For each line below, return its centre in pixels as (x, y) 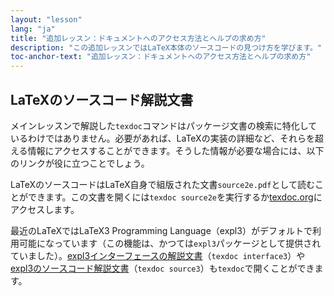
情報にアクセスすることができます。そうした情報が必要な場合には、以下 (176, 150)
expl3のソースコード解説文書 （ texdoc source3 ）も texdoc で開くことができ (162, 268)
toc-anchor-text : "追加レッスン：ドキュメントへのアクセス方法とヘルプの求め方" (161, 57)
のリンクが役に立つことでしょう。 (80, 163)
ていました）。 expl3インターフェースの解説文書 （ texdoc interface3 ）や (158, 255)
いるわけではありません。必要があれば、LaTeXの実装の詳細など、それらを (162, 138)
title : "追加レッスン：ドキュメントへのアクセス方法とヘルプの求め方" (138, 38)
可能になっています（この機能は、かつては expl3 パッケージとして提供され (170, 243)
